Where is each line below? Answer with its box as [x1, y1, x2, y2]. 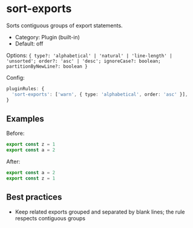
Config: [6, 74, 25, 81]
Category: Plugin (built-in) [15, 33, 80, 41]
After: [6, 158, 21, 165]
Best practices [6, 192, 62, 203]
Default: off [15, 40, 44, 47]
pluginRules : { [6, 85, 45, 92]
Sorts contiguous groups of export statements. [6, 22, 123, 29]
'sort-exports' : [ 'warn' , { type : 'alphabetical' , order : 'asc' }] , [11, 91, 188, 97]
